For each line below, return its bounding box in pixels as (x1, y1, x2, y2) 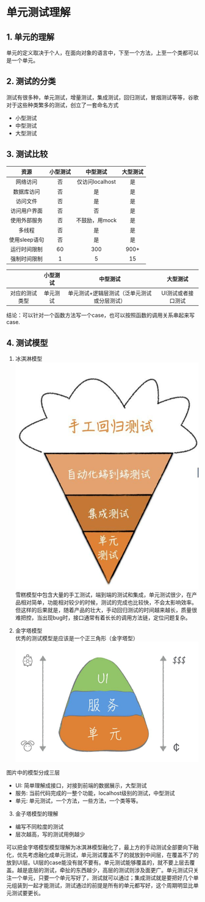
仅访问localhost (76, 178, 116, 186)
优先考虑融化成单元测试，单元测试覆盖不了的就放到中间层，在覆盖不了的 (16, 851, 199, 858)
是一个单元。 (6, 57, 38, 64)
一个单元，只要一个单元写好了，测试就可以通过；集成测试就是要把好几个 (11, 874, 193, 881)
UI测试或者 (161, 289, 189, 297)
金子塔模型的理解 (15, 810, 59, 817)
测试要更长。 (11, 889, 44, 897)
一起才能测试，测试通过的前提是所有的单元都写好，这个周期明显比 (27, 881, 193, 889)
